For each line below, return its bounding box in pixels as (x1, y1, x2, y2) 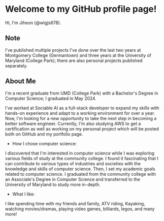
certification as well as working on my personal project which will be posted (5, 126, 159, 131)
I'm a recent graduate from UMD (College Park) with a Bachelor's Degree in (5, 90, 159, 96)
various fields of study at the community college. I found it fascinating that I (5, 155, 159, 161)
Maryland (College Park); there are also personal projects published (5, 58, 143, 63)
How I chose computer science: (12, 140, 77, 146)
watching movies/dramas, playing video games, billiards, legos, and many (5, 206, 155, 212)
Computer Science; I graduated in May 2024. (5, 95, 97, 101)
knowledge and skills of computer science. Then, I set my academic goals (5, 166, 156, 172)
